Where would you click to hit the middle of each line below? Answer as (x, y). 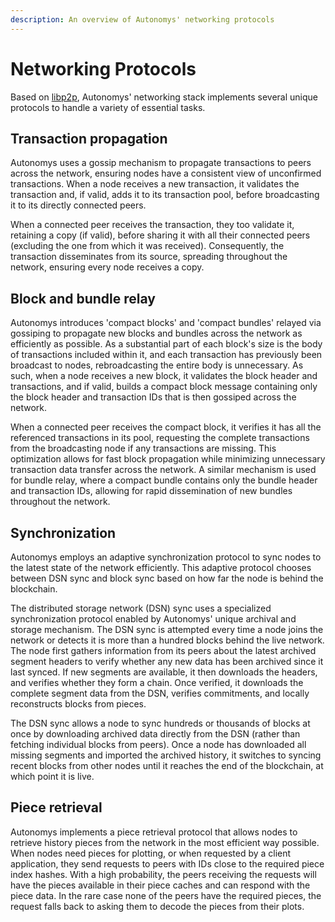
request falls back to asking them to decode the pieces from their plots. (157, 906)
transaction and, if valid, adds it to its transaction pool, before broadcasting (165, 195)
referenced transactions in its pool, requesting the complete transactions (160, 438)
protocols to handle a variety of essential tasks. (108, 107)
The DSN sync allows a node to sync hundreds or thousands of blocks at (160, 723)
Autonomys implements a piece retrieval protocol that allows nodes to (154, 832)
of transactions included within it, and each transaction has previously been (166, 355)
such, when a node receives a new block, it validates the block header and (164, 376)
